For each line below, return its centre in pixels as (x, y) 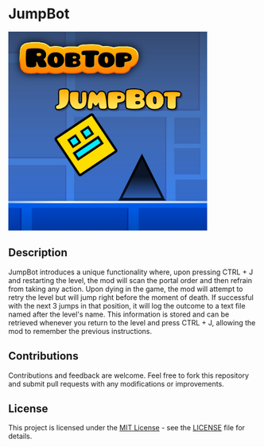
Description (38, 253)
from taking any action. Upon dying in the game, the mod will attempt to (126, 289)
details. (20, 436)
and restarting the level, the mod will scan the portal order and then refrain (130, 280)
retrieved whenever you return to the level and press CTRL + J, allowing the (132, 322)
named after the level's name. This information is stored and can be (119, 314)
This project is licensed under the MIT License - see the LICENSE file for (126, 428)
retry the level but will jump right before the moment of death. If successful (131, 297)
